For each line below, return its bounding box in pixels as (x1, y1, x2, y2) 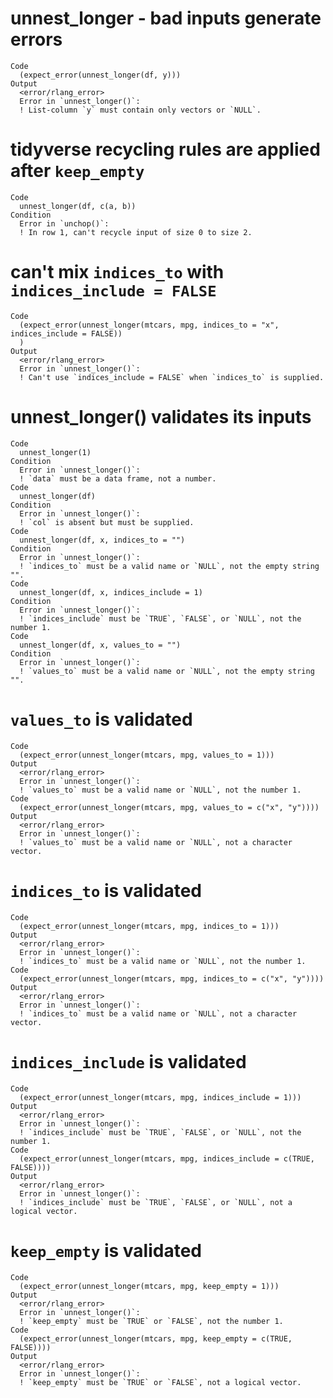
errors (10, 28, 63, 51)
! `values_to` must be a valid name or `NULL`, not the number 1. (19, 785, 302, 795)
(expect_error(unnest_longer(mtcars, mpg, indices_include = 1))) (19, 1092, 302, 1102)
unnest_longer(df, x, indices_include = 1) (19, 587, 203, 597)
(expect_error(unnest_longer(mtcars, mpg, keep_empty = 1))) (19, 1281, 280, 1291)
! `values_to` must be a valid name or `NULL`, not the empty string (19, 666, 315, 676)
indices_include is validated (10, 1050, 247, 1073)
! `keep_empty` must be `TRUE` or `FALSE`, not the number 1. (19, 1316, 284, 1326)
